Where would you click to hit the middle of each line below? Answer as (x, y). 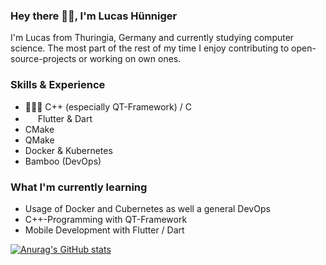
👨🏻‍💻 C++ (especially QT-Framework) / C (108, 106)
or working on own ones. (130, 59)
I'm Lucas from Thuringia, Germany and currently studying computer (152, 38)
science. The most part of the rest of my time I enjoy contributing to (150, 48)
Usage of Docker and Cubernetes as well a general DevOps (147, 208)
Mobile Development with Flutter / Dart (104, 230)
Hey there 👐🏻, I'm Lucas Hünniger (94, 16)
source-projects (43, 59)
